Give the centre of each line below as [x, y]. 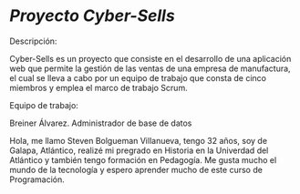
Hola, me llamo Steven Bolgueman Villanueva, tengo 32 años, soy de [138, 140]
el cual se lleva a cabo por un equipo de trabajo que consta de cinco [138, 77]
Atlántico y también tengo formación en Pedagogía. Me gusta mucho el [143, 159]
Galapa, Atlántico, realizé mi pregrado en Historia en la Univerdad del [139, 150]
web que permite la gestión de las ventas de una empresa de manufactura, [150, 68]
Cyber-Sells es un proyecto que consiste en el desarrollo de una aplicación [150, 58]
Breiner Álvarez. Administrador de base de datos [101, 123]
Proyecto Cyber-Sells [92, 16]
